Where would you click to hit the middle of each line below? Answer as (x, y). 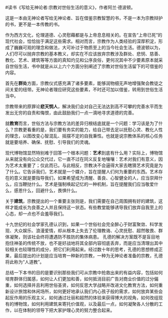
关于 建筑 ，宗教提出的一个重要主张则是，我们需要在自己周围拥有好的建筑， (82, 201)
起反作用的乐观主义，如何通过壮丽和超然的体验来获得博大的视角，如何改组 (82, 298)
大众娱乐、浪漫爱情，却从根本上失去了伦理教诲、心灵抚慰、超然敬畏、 (86, 230)
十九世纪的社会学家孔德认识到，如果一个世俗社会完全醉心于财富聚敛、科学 (82, 224)
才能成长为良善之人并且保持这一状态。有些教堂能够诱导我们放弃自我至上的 (86, 207)
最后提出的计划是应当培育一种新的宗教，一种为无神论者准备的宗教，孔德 (88, 256)
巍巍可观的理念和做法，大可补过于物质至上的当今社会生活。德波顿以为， (88, 47)
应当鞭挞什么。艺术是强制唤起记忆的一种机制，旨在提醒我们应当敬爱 (84, 184)
